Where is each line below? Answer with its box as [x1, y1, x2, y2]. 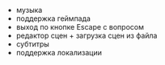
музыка [15, 6, 43, 14]
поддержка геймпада [15, 14, 91, 23]
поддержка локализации [15, 48, 103, 57]
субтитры [15, 39, 50, 49]
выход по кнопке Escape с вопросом [15, 22, 144, 31]
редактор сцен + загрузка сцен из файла [15, 30, 158, 40]
